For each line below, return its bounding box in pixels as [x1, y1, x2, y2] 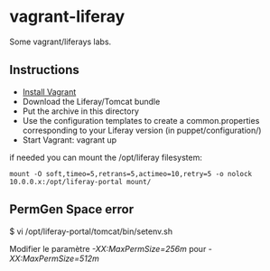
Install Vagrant [22, 86, 77, 97]
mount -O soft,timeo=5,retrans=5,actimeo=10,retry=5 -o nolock [9, 169, 253, 178]
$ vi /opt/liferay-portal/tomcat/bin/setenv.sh [9, 226, 173, 237]
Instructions [9, 62, 79, 78]
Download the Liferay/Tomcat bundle [22, 96, 161, 107]
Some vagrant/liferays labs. [9, 36, 112, 47]
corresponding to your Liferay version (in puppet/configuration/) [22, 125, 262, 135]
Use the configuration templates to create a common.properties [22, 115, 260, 126]
